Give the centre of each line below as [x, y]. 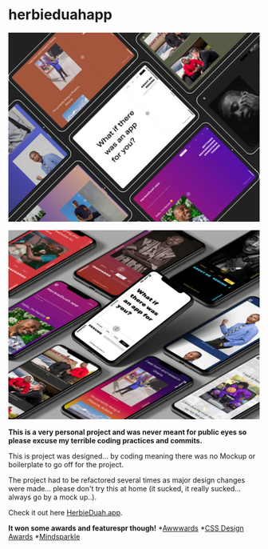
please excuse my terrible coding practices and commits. [105, 440]
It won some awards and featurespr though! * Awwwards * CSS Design [126, 528]
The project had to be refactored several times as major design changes [127, 480]
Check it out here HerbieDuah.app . [65, 512]
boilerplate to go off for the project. [66, 464]
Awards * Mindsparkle [44, 536]
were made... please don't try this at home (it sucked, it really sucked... [125, 488]
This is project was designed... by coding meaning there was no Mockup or [132, 456]
